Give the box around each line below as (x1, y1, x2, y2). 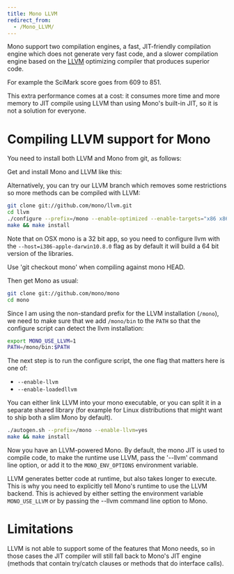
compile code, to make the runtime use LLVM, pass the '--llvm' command (7, 454, 218, 462)
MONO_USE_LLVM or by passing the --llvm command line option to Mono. (7, 497, 208, 505)
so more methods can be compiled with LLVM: (7, 189, 141, 197)
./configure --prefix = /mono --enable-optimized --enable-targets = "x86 (7, 215, 217, 222)
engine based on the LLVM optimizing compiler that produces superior (7, 57, 210, 66)
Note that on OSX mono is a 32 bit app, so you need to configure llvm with (7, 234, 221, 243)
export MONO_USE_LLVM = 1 (7, 337, 77, 345)
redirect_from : (7, 17, 52, 24)
